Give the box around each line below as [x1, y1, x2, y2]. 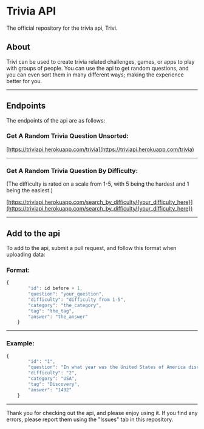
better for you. [6, 77, 42, 84]
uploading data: [6, 251, 46, 258]
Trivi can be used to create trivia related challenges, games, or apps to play [6, 58, 195, 65]
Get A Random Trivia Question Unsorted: [6, 132, 129, 140]
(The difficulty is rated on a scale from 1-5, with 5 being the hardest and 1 [6, 180, 189, 187]
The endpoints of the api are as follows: [6, 117, 106, 124]
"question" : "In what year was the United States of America [28, 364, 186, 371]
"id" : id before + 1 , [28, 285, 83, 292]
